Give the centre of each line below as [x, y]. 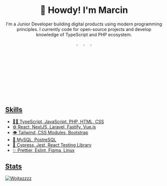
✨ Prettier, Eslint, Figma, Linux [43, 150]
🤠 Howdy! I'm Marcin [84, 10]
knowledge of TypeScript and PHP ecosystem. [84, 34]
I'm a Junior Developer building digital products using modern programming [84, 24]
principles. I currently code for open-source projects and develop [84, 29]
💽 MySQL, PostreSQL [34, 140]
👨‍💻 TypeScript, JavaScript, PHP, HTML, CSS [58, 122]
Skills [14, 110]
